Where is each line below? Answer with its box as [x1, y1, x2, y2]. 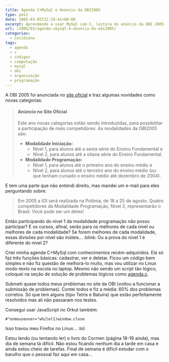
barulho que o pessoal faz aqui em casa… [5, 351, 93, 357]
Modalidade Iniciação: [25, 140, 73, 147]
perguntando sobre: [5, 188, 47, 194]
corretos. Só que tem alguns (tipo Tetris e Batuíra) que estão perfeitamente [5, 291, 162, 297]
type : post [5, 12, 28, 17]
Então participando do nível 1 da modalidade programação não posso [5, 218, 150, 224]
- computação [10, 59, 37, 64]
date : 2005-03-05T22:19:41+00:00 [5, 17, 76, 22]
